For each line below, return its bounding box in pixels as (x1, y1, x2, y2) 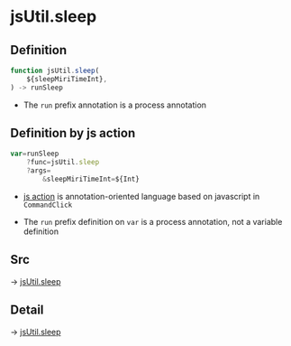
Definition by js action (10, 126, 136, 141)
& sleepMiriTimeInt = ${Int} (42, 174, 141, 184)
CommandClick (23, 201, 73, 210)
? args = (26, 166, 51, 175)
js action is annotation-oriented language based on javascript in (23, 191, 260, 201)
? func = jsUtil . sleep (26, 158, 100, 167)
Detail (10, 303, 44, 318)
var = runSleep (10, 149, 59, 159)
